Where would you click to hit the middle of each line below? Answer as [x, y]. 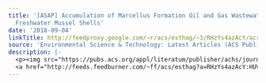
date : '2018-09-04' [40, 30]
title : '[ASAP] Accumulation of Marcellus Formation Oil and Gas [118, 15]
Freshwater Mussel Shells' [60, 23]
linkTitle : [26, 38]
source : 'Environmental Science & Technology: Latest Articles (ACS [123, 45]
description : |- [35, 52]
